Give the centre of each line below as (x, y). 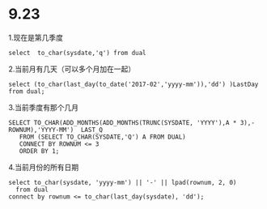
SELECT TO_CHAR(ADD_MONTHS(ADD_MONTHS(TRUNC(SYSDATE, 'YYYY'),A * (123, 122)
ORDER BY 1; (39, 151)
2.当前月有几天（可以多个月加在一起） (72, 69)
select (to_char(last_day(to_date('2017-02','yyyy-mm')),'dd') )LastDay (133, 84)
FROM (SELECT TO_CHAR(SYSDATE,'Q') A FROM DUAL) (102, 137)
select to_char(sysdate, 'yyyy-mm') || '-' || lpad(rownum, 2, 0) (123, 182)
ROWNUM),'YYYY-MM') (41, 130)
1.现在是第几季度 (36, 37)
